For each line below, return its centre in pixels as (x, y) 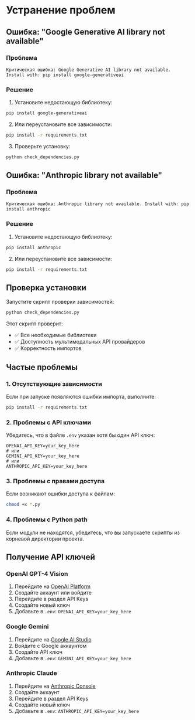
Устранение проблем (61, 10)
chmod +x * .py (23, 505)
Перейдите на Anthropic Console (55, 686)
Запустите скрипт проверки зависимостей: (60, 302)
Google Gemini (27, 627)
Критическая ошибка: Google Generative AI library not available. (88, 70)
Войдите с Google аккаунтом (51, 646)
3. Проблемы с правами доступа (55, 481)
